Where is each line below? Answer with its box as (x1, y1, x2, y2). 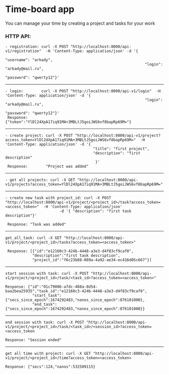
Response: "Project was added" (7, 164, 89, 169)
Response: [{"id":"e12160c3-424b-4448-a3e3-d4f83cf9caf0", (7, 248, 134, 254)
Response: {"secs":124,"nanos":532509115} (5, 364, 96, 369)
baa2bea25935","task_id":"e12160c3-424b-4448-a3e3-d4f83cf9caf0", (5, 289, 147, 294)
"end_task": (32, 302, 57, 307)
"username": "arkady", (5, 57, 53, 63)
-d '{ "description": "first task (59, 209, 132, 214)
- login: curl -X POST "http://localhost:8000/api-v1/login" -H (5, 89, 161, 94)
